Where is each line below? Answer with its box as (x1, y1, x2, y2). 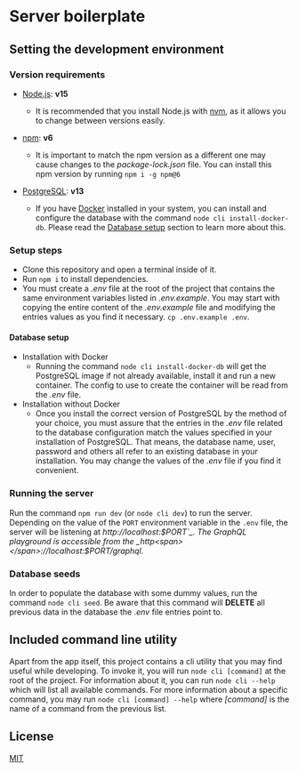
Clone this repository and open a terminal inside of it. (21, 264, 217, 275)
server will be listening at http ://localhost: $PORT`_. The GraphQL (9, 527, 247, 537)
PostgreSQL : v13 (21, 185, 85, 197)
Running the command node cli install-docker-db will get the (35, 361, 267, 372)
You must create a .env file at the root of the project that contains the (21, 283, 276, 294)
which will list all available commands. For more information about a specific (9, 684, 288, 695)
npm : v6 (21, 132, 53, 143)
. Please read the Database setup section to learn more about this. (43, 221, 286, 232)
